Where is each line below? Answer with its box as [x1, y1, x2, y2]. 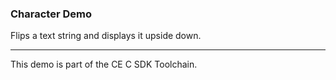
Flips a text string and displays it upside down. [10, 30, 202, 42]
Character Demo [10, 7, 92, 21]
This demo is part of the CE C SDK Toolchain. [10, 58, 198, 71]
